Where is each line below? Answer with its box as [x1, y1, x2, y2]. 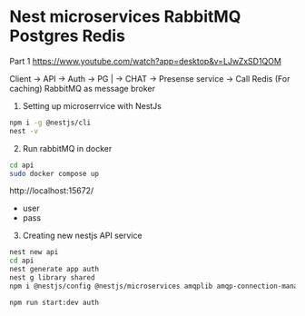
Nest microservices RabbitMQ [9, 6, 241, 27]
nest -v [9, 126, 39, 135]
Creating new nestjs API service [22, 230, 143, 242]
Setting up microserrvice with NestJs [22, 100, 162, 111]
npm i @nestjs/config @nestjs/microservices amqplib [9, 281, 213, 291]
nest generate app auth [9, 265, 100, 274]
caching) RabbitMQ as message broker [9, 83, 156, 94]
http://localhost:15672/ [9, 185, 94, 196]
